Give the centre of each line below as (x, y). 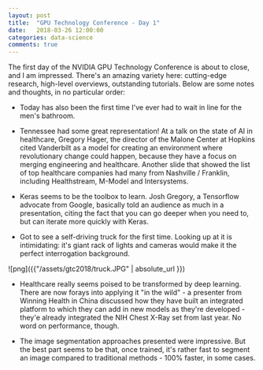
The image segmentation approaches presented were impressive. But (133, 341)
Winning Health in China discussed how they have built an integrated (131, 301)
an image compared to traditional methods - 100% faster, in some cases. (137, 358)
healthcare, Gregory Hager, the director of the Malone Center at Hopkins (137, 139)
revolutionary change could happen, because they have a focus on (128, 156)
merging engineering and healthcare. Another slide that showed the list (135, 165)
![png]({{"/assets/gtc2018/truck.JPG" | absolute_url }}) (97, 269)
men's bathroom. (47, 116)
